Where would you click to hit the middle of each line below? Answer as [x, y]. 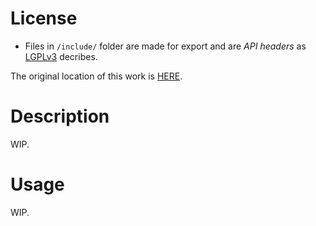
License [44, 18]
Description [60, 116]
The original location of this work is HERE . [96, 76]
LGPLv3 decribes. [61, 56]
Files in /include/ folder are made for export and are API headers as [165, 46]
